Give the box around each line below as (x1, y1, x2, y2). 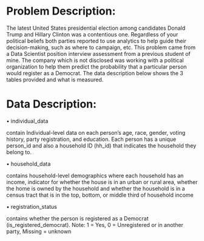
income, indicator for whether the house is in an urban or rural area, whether (6, 178, 198, 186)
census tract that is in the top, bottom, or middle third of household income (6, 191, 194, 199)
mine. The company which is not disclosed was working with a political (6, 56, 184, 64)
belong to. (6, 148, 32, 155)
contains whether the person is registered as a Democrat (6, 214, 149, 222)
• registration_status (6, 203, 58, 210)
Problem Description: (6, 4, 116, 18)
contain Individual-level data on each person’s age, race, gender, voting (6, 129, 186, 136)
